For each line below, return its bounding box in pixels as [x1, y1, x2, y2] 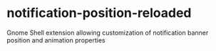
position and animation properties [6, 35, 106, 44]
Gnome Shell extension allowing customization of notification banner [6, 28, 209, 37]
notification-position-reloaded [6, 5, 192, 21]
